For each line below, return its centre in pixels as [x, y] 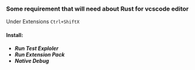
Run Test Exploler [36, 48]
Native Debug [32, 61]
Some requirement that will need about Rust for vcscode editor [97, 9]
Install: [15, 35]
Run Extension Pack [40, 54]
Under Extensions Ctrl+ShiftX [43, 22]
